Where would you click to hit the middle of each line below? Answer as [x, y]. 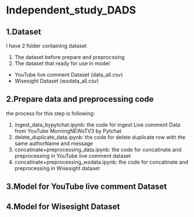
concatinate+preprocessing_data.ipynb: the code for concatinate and [98, 149]
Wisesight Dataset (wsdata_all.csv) [57, 81]
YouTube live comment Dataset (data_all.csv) [69, 75]
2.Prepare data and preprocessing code [80, 99]
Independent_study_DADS [71, 10]
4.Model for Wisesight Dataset [63, 206]
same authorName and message [54, 143]
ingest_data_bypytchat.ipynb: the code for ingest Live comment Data [97, 125]
